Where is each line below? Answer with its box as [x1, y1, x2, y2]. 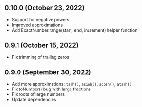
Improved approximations [11, 22, 63, 28]
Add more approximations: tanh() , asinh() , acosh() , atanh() [11, 81, 132, 87]
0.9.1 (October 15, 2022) [4, 41, 79, 50]
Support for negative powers [11, 17, 70, 22]
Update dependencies [11, 97, 56, 103]
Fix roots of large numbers [11, 91, 65, 97]
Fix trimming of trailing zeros [11, 54, 69, 60]
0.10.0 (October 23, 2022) [4, 4, 85, 12]
